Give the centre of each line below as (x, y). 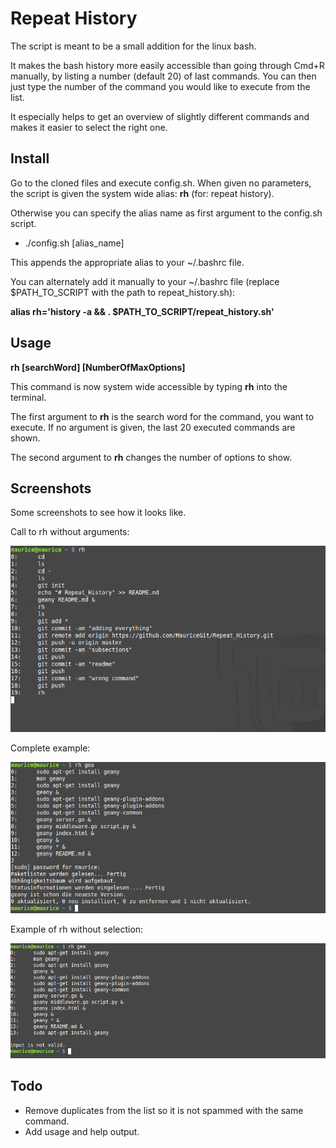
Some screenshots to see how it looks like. (98, 513)
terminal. (28, 397)
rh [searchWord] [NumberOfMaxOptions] (98, 367)
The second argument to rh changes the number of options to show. (151, 457)
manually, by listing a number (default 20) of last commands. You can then (163, 76)
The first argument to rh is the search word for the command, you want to (162, 416)
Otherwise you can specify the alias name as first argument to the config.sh (166, 213)
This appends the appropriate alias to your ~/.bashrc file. (127, 262)
